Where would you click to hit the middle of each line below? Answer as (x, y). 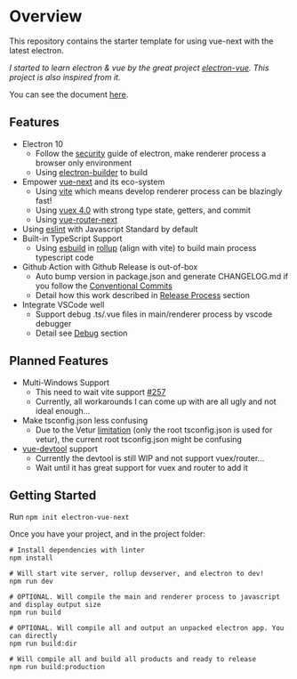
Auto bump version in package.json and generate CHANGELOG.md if (162, 276)
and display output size (55, 605)
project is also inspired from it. (65, 77)
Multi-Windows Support (65, 382)
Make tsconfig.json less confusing (85, 420)
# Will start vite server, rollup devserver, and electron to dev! (137, 574)
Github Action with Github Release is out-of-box (110, 267)
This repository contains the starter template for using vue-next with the (141, 41)
